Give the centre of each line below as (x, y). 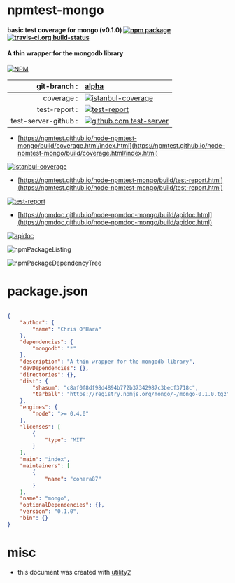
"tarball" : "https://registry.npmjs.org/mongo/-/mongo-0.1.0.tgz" (131, 395)
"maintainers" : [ (45, 466)
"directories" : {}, (48, 375)
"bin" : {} (34, 518)
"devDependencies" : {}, (55, 368)
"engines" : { (39, 407)
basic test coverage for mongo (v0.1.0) (65, 29)
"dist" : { (34, 381)
